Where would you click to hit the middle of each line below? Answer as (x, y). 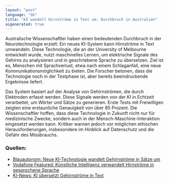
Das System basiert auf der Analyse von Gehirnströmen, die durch (75, 91)
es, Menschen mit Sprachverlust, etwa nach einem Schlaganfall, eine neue (83, 66)
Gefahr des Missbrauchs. (32, 135)
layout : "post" (21, 10)
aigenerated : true (25, 24)
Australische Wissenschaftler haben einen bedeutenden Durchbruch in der (83, 39)
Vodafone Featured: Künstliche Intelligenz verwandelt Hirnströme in (83, 164)
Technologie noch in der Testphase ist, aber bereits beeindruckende (77, 76)
